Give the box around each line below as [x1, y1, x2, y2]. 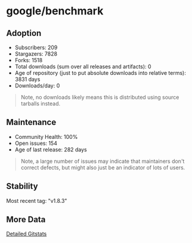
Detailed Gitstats [6, 230, 47, 238]
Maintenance [6, 117, 57, 127]
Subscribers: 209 [14, 44, 58, 51]
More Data [6, 214, 46, 225]
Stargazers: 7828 [14, 50, 58, 57]
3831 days [14, 76, 41, 83]
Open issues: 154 [14, 139, 58, 147]
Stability [6, 181, 38, 192]
